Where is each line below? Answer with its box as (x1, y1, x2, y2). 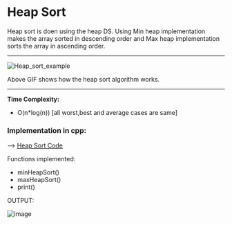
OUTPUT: (7, 197, 35, 205)
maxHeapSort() (17, 176, 61, 184)
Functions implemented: (7, 155, 76, 163)
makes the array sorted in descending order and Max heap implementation (7, 34, 220, 42)
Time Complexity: (7, 95, 60, 103)
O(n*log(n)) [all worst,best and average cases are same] (17, 108, 178, 116)
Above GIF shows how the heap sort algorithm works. (7, 75, 160, 83)
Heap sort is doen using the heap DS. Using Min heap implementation (7, 27, 206, 35)
